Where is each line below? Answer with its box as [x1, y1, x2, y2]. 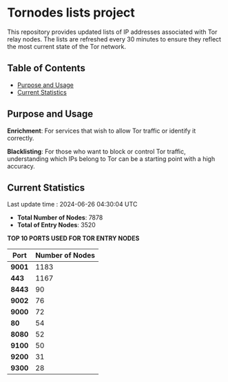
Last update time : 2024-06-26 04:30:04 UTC [7, 200, 138, 209]
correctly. [7, 133, 34, 142]
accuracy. [7, 162, 36, 170]
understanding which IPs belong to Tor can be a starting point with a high [7, 154, 216, 163]
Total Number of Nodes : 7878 [17, 213, 103, 222]
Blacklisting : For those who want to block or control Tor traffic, [7, 147, 186, 155]
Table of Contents [7, 62, 86, 74]
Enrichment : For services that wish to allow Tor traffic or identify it [7, 126, 196, 135]
